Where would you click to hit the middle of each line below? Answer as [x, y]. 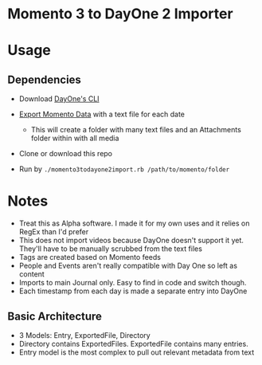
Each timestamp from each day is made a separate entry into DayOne [133, 291]
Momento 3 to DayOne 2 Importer [120, 14]
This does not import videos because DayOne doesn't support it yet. [131, 241]
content [31, 274]
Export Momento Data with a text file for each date [102, 114]
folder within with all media [75, 138]
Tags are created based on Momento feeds [90, 257]
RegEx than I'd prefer [54, 232]
